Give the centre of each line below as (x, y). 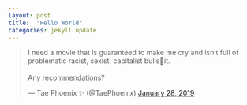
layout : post (30, 15)
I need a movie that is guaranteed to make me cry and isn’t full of (133, 53)
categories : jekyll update (52, 30)
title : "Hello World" (45, 23)
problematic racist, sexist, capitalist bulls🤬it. (99, 61)
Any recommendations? (66, 78)
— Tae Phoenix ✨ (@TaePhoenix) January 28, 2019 (111, 93)
